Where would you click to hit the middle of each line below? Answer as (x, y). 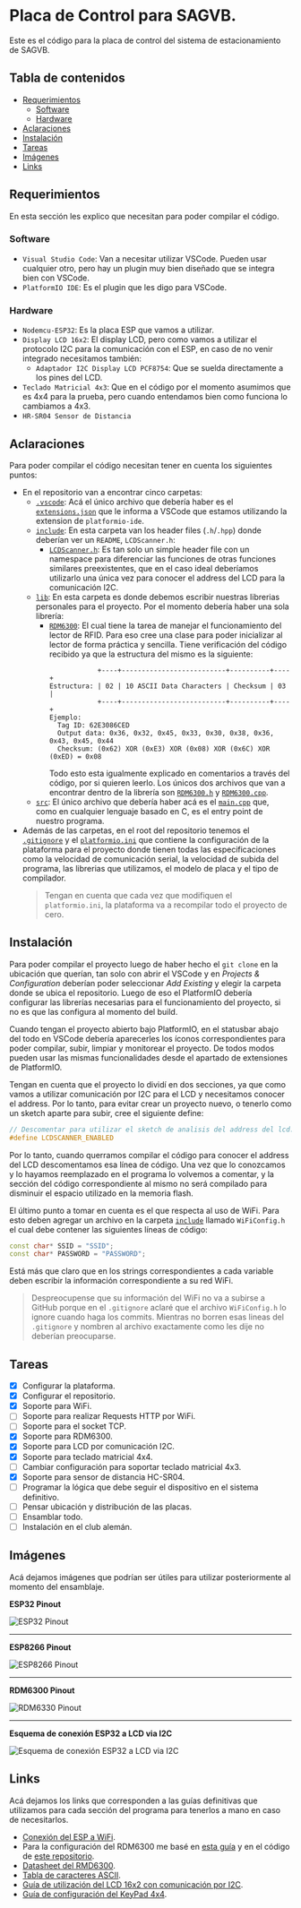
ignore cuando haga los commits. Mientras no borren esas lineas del (158, 1317)
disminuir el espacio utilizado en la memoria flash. (102, 1193)
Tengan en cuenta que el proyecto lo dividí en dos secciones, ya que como (148, 1084)
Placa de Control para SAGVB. (123, 16)
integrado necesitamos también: (82, 358)
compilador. (44, 878)
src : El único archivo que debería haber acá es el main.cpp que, (152, 802)
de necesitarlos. (39, 1819)
